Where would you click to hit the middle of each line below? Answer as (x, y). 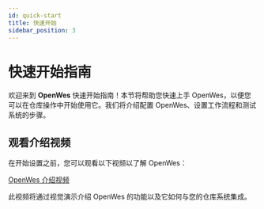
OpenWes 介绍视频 (39, 180)
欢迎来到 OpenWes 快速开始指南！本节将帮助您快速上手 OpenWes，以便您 (130, 95)
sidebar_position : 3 (42, 30)
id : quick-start (35, 15)
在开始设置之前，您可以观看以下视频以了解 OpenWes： (98, 163)
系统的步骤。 (29, 115)
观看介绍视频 (40, 142)
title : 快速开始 (32, 23)
